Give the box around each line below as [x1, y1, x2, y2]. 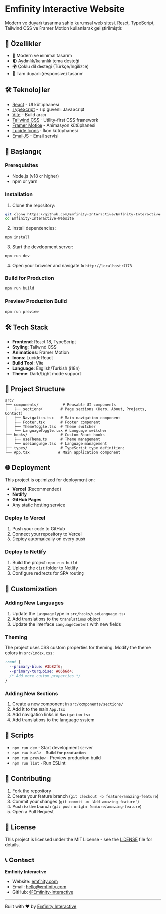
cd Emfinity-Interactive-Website [5, 216, 74, 221]
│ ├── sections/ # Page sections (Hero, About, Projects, [5, 407, 147, 412]
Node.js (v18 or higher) [12, 173, 59, 179]
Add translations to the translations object [12, 616, 100, 622]
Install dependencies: [12, 225, 56, 231]
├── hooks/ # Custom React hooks [5, 432, 105, 438]
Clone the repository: [12, 202, 56, 208]
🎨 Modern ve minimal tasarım [12, 53, 72, 58]
